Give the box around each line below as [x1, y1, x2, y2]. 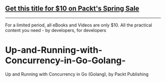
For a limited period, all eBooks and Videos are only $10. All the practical [5, 22, 152, 28]
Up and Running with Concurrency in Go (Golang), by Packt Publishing [5, 71, 149, 77]
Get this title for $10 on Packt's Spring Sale [5, 4, 139, 13]
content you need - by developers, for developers [5, 27, 106, 33]
